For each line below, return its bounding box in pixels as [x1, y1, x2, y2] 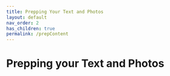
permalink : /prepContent [6, 31, 69, 37]
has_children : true [6, 25, 55, 32]
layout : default [6, 14, 47, 20]
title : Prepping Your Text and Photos [6, 8, 104, 15]
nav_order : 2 [6, 20, 39, 26]
